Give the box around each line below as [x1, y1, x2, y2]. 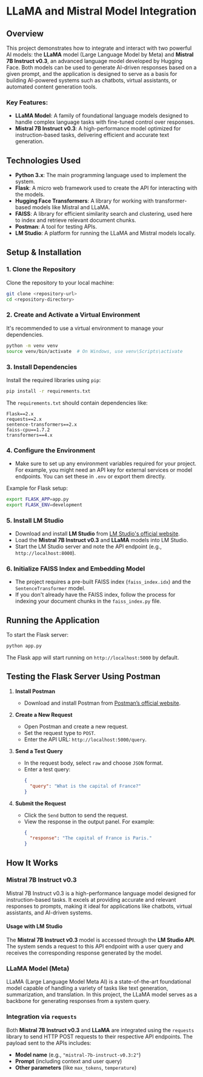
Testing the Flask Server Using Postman [6, 671, 161, 682]
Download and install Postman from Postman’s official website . [24, 699, 181, 706]
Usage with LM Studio [6, 923, 63, 930]
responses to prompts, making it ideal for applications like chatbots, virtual [6, 902, 193, 910]
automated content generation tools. [6, 83, 98, 90]
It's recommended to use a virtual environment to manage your [6, 324, 164, 332]
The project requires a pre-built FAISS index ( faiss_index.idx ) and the [15, 578, 191, 586]
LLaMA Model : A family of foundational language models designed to [15, 112, 189, 119]
